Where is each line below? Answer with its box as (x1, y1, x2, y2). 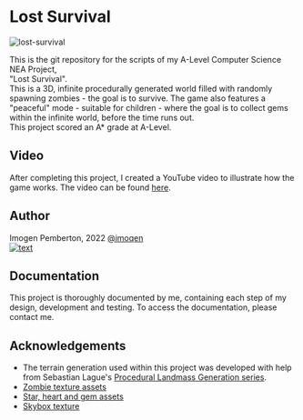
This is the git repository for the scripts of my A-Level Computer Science (9, 54, 282, 65)
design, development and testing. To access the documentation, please (9, 302, 278, 313)
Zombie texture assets (22, 382, 107, 393)
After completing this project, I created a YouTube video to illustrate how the (9, 172, 295, 183)
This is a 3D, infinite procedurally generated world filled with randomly (9, 83, 273, 94)
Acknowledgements (9, 338, 126, 354)
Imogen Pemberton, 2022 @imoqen (9, 232, 144, 243)
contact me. (9, 312, 55, 323)
